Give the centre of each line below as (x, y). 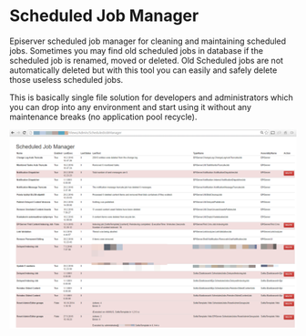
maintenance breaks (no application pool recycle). (103, 117)
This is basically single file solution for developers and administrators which (152, 97)
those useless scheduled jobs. (66, 79)
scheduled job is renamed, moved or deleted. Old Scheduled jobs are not (147, 60)
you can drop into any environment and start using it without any (131, 107)
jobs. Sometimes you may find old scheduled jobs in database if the (137, 50)
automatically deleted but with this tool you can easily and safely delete (143, 70)
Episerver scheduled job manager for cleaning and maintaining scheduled (148, 41)
